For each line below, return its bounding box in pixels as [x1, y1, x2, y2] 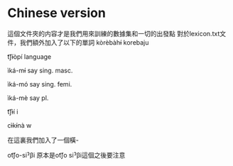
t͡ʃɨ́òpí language [7, 52, 52, 61]
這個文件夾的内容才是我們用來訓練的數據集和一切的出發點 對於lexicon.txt [7, 29, 220, 38]
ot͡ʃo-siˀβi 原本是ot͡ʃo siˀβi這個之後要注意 [7, 150, 126, 159]
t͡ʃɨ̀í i [7, 107, 18, 116]
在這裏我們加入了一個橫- [7, 135, 80, 144]
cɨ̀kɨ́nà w [7, 121, 32, 129]
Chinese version [7, 5, 107, 21]
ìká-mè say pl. [7, 94, 49, 102]
